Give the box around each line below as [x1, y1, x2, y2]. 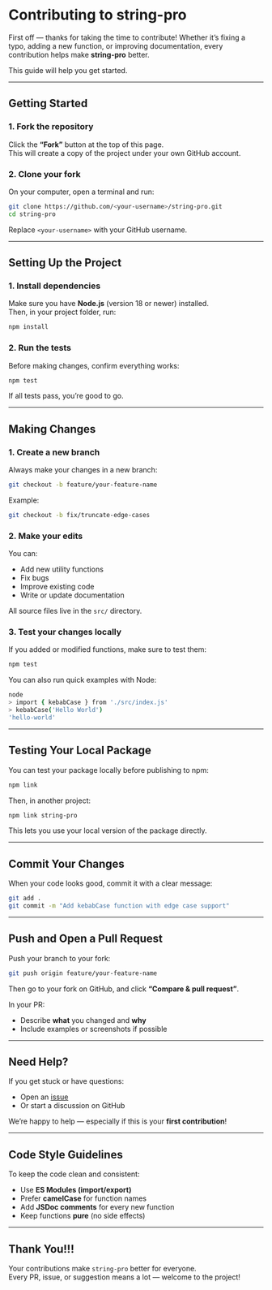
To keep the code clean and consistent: [8, 1169, 140, 1179]
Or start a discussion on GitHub [19, 1101, 125, 1111]
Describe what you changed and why [19, 1015, 147, 1025]
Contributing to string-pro [8, 6, 187, 24]
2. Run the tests [8, 343, 71, 354]
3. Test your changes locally [8, 627, 122, 638]
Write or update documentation [19, 590, 125, 600]
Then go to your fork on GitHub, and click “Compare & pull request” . [8, 984, 240, 994]
